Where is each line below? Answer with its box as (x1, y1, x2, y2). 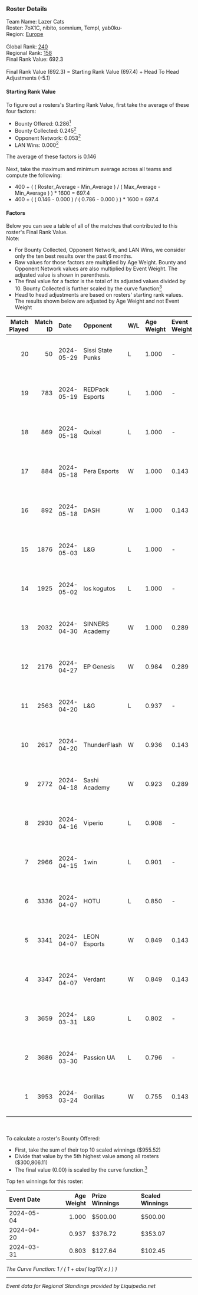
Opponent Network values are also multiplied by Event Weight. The (14, 265, 178, 273)
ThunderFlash (83, 740, 123, 749)
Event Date (9, 1195, 41, 1204)
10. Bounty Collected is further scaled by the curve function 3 (14, 284, 162, 292)
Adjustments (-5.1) (6, 74, 51, 81)
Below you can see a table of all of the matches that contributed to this (6, 222, 178, 230)
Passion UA (83, 1053, 115, 1061)
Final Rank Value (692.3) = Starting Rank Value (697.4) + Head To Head (6, 68, 180, 76)
